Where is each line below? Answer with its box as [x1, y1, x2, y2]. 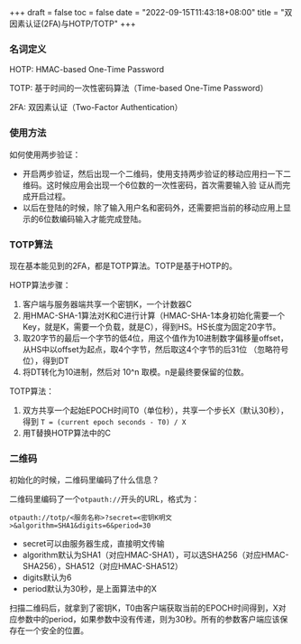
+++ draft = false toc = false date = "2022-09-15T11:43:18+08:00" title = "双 [9, 7, 293, 17]
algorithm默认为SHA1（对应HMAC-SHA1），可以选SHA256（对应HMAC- [22, 549, 289, 561]
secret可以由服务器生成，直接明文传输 [22, 538, 165, 549]
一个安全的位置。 [24, 625, 88, 636]
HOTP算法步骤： [9, 279, 71, 290]
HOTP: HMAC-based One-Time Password [9, 64, 165, 75]
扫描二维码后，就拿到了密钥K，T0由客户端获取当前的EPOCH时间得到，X [9, 602, 279, 613]
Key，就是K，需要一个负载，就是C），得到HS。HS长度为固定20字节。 [22, 321, 281, 331]
